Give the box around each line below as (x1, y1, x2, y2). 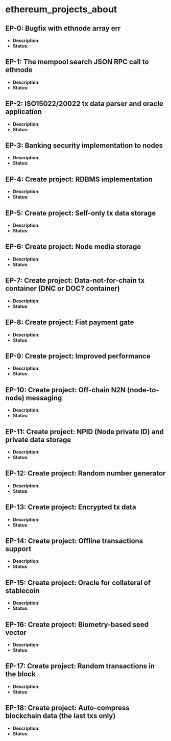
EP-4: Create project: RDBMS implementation (5, 175, 153, 183)
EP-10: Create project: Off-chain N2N (5, 386, 126, 394)
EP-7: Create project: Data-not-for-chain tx (5, 276, 145, 285)
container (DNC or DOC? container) (5, 284, 120, 293)
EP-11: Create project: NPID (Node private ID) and (5, 427, 164, 436)
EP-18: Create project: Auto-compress (5, 704, 130, 712)
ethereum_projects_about (5, 4, 117, 15)
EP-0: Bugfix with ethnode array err (5, 24, 121, 33)
